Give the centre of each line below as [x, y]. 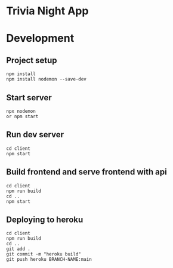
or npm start [22, 116]
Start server [29, 98]
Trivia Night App [47, 11]
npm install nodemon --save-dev [46, 79]
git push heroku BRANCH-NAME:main [49, 260]
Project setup [32, 60]
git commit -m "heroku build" [44, 254]
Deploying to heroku [45, 220]
